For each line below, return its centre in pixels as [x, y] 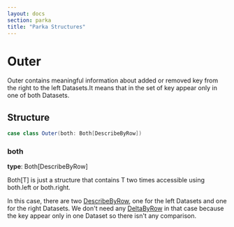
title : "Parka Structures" [46, 27]
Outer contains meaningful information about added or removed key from [113, 80]
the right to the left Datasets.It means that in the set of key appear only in [112, 88]
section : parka [29, 20]
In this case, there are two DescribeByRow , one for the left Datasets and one [117, 201]
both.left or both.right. [39, 188]
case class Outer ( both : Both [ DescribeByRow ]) [74, 133]
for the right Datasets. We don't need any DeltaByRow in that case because [116, 208]
